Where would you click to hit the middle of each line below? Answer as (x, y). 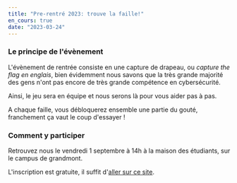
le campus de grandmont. (45, 158)
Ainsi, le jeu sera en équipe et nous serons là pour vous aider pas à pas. (113, 95)
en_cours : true (30, 20)
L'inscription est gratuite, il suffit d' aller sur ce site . (81, 172)
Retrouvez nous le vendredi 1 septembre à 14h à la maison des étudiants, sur (119, 150)
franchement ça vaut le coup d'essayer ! (67, 117)
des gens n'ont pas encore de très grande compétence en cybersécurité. (114, 82)
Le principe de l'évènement (56, 52)
